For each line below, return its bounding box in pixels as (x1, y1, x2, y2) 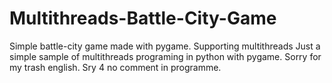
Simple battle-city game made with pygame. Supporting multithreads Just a (9, 40, 321, 52)
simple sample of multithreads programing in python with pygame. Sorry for (9, 50, 322, 62)
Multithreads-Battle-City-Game (9, 7, 277, 30)
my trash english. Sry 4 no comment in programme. (9, 61, 222, 73)
